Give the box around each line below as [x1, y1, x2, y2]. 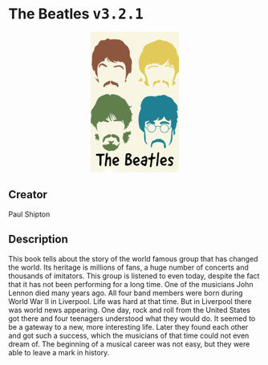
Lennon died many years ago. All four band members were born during [8, 288, 243, 298]
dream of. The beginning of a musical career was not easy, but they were [8, 339, 250, 349]
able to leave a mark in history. [8, 347, 110, 357]
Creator [8, 188, 48, 201]
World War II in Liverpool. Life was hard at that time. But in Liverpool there [8, 296, 252, 306]
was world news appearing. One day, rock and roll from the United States [8, 305, 251, 314]
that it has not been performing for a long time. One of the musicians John [8, 279, 254, 289]
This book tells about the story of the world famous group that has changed [8, 253, 258, 263]
